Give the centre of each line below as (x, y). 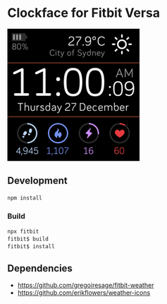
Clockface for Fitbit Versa (84, 13)
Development (38, 181)
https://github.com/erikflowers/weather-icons (84, 293)
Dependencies (40, 268)
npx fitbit (23, 231)
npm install (25, 198)
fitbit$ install (31, 246)
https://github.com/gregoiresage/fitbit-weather (86, 285)
